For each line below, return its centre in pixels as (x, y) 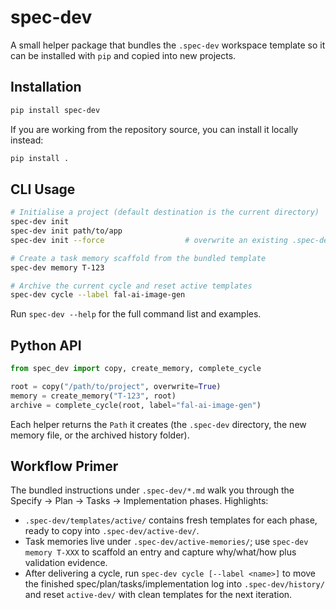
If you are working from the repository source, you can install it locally (154, 129)
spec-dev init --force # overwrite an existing (149, 240)
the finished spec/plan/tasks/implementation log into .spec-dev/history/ (174, 584)
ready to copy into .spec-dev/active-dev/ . (112, 531)
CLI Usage (43, 189)
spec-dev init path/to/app (66, 231)
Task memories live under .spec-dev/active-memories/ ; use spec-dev (166, 542)
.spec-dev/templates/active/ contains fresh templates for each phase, (171, 520)
